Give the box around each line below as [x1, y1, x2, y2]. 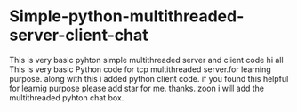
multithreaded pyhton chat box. [9, 92, 124, 103]
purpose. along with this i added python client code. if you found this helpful [9, 73, 289, 84]
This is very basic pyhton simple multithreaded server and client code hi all [9, 54, 284, 65]
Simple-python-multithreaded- [9, 6, 245, 27]
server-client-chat [9, 25, 148, 45]
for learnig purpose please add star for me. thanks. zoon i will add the [9, 83, 265, 93]
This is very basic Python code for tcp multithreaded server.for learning [9, 64, 271, 75]
